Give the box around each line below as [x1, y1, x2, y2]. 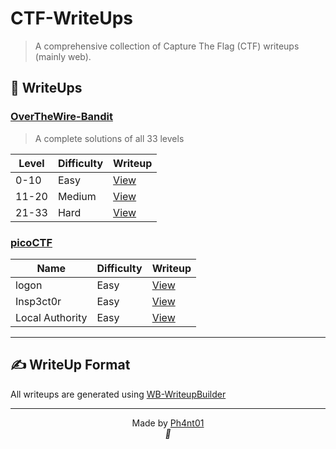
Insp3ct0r [15, 294, 62, 308]
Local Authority [15, 310, 88, 324]
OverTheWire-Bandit [10, 110, 113, 124]
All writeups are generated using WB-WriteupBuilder [10, 388, 227, 400]
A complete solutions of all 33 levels [34, 132, 185, 144]
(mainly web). [34, 50, 92, 62]
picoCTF [10, 235, 53, 249]
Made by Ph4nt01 [131, 417, 205, 429]
